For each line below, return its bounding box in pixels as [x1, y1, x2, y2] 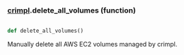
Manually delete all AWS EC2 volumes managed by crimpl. [7, 40, 178, 49]
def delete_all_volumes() [7, 27, 84, 35]
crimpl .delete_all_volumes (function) [7, 6, 137, 15]
